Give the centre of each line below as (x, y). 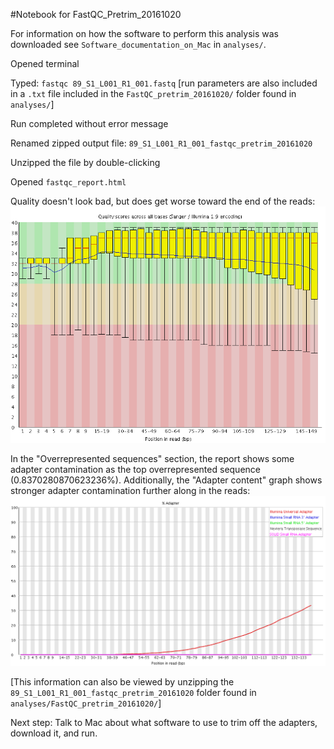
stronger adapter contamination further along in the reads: (130, 490)
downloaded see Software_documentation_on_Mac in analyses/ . (138, 44)
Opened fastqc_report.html (68, 182)
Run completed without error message (89, 123)
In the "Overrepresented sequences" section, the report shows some (152, 458)
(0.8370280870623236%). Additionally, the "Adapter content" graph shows (166, 480)
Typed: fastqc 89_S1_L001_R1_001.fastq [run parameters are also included (164, 83)
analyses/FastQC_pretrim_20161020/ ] (86, 703)
